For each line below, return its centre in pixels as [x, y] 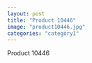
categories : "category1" [43, 33]
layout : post [26, 14]
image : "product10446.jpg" [46, 27]
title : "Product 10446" [42, 20]
